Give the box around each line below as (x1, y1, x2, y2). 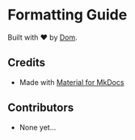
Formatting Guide (7, 6, 128, 24)
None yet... (19, 122, 57, 132)
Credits (7, 56, 46, 70)
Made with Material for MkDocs (19, 77, 124, 87)
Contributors (7, 101, 74, 115)
